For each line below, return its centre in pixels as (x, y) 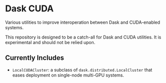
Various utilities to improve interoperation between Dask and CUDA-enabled (83, 22)
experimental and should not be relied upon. (50, 42)
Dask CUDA (29, 9)
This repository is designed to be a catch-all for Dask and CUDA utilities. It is (83, 37)
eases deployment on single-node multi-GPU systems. (68, 75)
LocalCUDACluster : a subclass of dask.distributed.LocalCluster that (82, 70)
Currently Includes (35, 58)
